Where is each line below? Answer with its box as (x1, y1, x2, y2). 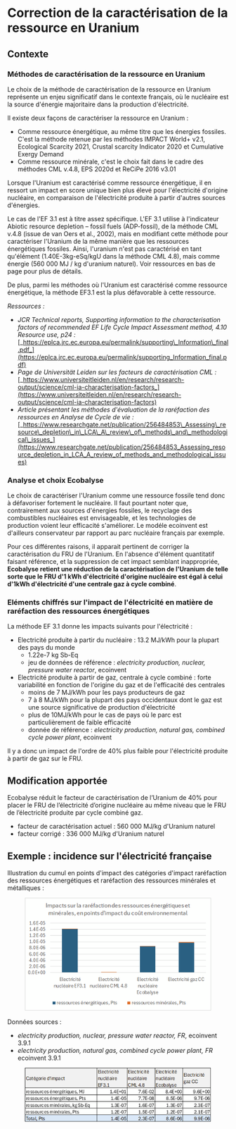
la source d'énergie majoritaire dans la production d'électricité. (7, 100, 189, 109)
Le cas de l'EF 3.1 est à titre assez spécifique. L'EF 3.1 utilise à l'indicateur (7, 214, 219, 223)
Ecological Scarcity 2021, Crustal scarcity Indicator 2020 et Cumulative (17, 142, 224, 151)
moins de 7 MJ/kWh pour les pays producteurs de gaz (27, 689, 185, 697)
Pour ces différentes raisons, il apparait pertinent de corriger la (7, 543, 190, 551)
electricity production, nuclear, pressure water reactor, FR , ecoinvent (17, 1031, 218, 1040)
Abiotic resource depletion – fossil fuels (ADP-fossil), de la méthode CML (7, 222, 219, 230)
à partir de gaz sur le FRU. (7, 754, 83, 763)
